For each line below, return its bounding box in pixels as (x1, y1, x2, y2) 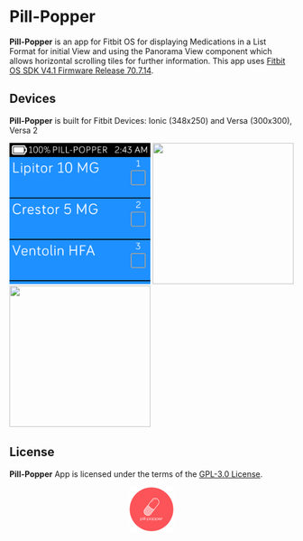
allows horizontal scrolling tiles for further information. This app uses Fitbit (9, 55, 286, 66)
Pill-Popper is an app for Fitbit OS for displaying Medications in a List (9, 36, 267, 47)
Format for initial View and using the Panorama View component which (9, 45, 272, 56)
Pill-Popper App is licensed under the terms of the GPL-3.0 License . (9, 468, 263, 480)
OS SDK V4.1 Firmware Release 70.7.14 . (9, 65, 154, 76)
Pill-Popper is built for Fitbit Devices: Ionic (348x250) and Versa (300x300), (9, 115, 293, 126)
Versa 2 (9, 125, 39, 135)
